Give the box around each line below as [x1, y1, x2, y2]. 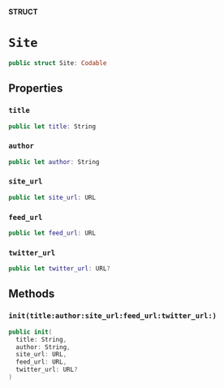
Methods [8, 287, 55, 301]
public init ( [8, 328, 53, 336]
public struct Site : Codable [8, 58, 107, 67]
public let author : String [8, 157, 100, 166]
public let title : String [8, 122, 96, 131]
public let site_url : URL [8, 193, 96, 201]
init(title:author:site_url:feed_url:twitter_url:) [8, 312, 218, 321]
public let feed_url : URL [8, 229, 96, 238]
